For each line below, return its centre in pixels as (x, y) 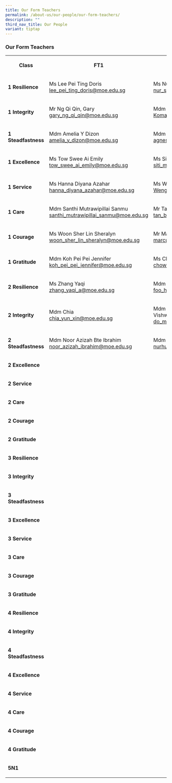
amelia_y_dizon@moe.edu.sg (84, 140)
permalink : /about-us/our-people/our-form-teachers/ (63, 15)
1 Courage (21, 237)
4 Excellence (24, 675)
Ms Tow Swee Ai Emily (76, 159)
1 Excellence (24, 162)
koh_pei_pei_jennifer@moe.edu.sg (90, 265)
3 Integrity (21, 477)
